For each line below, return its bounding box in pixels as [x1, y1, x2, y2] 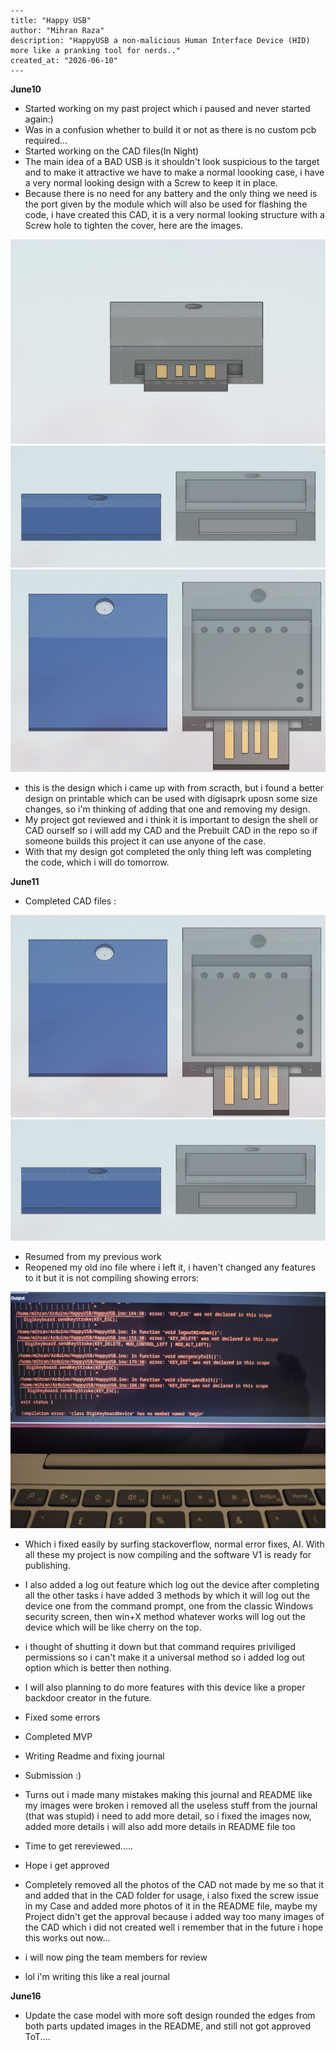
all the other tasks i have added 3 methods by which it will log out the [24, 1590, 311, 1602]
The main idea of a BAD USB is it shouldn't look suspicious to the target [24, 156, 320, 167]
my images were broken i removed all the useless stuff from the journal [24, 1800, 318, 1812]
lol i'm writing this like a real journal [24, 1971, 170, 1983]
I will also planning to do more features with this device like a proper [24, 1681, 306, 1694]
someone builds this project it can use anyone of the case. [24, 835, 267, 847]
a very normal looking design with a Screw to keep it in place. [24, 177, 278, 189]
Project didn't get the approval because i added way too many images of [24, 1911, 325, 1923]
